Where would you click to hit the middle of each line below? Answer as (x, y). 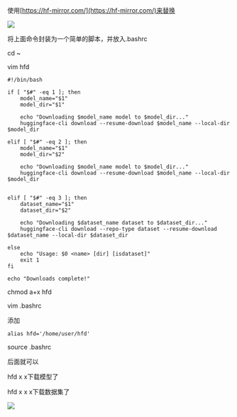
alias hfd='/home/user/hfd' (49, 334)
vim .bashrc (24, 305)
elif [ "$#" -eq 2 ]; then (47, 142)
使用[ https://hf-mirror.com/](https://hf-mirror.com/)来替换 (91, 10)
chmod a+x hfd (29, 292)
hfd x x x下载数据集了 (39, 392)
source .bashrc (29, 347)
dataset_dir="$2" (46, 210)
